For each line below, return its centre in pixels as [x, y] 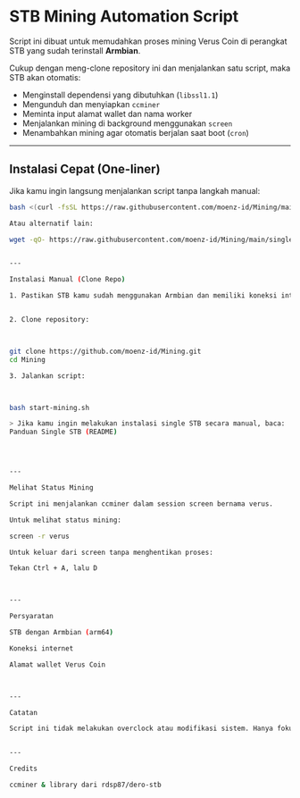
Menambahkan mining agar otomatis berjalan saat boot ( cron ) [136, 132]
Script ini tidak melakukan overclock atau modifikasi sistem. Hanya [142, 729]
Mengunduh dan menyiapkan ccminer [91, 104]
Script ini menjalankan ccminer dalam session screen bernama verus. [142, 504]
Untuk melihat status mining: [66, 520]
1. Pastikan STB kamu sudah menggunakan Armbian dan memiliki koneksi [143, 296]
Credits [24, 769]
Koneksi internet [42, 648]
